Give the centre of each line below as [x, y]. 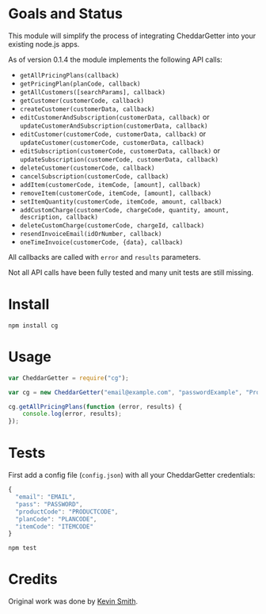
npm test [23, 548]
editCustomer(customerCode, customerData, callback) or [113, 133]
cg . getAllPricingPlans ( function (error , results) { [95, 406]
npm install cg [33, 326]
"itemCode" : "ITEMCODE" [54, 526]
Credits [33, 580]
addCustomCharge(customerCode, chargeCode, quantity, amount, [124, 210]
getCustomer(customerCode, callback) [82, 101]
